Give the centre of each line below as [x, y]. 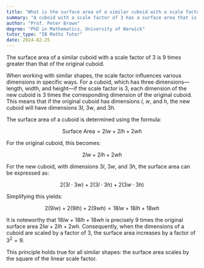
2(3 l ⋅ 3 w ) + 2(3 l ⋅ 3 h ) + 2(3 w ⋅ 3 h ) [102, 185]
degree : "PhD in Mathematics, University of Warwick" [76, 29]
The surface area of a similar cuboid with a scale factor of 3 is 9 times [94, 57]
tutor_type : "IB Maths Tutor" [45, 35]
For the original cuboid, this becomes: [54, 143]
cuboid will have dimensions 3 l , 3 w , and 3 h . [61, 108]
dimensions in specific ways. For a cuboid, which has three [80, 82]
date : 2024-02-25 [28, 40]
